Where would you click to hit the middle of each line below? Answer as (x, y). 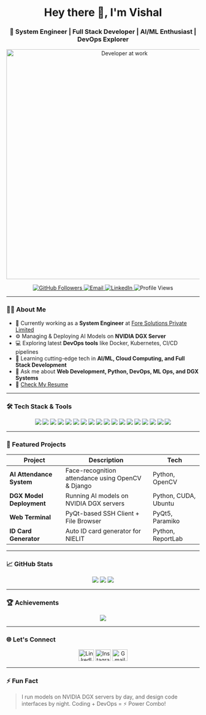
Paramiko (166, 521)
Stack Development (41, 365)
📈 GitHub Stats (30, 564)
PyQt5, (163, 513)
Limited (25, 329)
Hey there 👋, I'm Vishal (103, 13)
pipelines (27, 351)
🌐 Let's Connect (31, 639)
